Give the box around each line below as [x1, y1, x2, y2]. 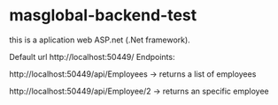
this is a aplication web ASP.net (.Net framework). [9, 34, 190, 45]
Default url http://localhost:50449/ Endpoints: [9, 51, 175, 62]
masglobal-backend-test [9, 5, 197, 26]
